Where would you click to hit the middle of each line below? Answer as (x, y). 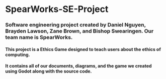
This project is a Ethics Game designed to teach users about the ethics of (83, 49)
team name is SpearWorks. (39, 37)
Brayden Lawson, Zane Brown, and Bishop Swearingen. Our (79, 31)
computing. (18, 54)
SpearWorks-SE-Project (57, 9)
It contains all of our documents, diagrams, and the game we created (78, 66)
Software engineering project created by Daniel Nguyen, (75, 25)
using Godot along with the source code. (49, 71)
